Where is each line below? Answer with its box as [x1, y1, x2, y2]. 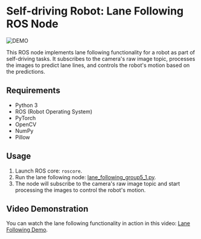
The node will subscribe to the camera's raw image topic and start [14, 180, 180, 187]
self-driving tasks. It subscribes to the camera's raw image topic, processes [6, 55, 196, 62]
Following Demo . [6, 226, 48, 234]
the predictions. [6, 68, 45, 75]
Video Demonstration [6, 203, 89, 214]
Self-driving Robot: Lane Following [6, 4, 184, 18]
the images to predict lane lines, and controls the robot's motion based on [6, 62, 190, 69]
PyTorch [14, 114, 36, 121]
